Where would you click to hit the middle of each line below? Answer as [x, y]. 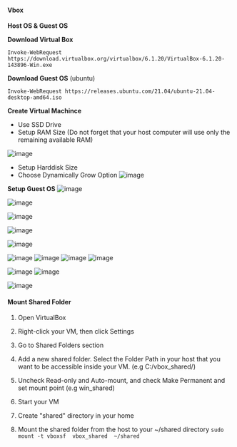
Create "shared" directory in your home [76, 416]
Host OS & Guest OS [38, 26]
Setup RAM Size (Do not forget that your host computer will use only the [124, 133]
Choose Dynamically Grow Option [67, 175]
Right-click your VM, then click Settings [76, 332]
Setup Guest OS [31, 189]
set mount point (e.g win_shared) [66, 388]
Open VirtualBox [42, 318]
